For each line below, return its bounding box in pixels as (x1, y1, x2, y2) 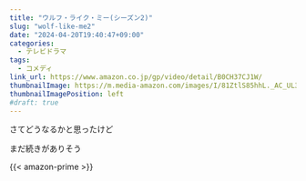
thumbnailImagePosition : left (9, 89, 125, 98)
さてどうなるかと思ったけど (9, 124, 114, 135)
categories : (9, 38, 55, 48)
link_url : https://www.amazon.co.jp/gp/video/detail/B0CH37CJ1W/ (9, 73, 262, 82)
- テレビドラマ (17, 47, 67, 56)
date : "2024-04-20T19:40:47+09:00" (9, 30, 145, 39)
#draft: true (9, 97, 59, 107)
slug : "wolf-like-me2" (9, 22, 96, 31)
